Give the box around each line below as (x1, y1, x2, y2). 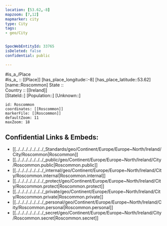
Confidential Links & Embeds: (5, 133, 99, 142)
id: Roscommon (5, 102, 35, 107)
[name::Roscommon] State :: (5, 82, 64, 88)
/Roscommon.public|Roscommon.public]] (12, 162, 98, 168)
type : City (5, 21, 28, 26)
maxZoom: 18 (5, 119, 30, 125)
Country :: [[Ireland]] (5, 87, 47, 93)
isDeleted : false (5, 48, 41, 53)
